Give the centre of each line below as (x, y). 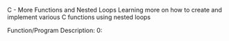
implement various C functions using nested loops (79, 17)
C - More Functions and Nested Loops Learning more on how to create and (114, 10)
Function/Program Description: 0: (55, 30)
